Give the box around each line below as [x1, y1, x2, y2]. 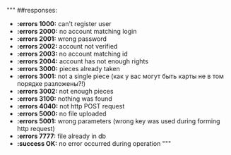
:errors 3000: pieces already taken [16, 65, 121, 73]
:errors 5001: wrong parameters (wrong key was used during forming [16, 117, 220, 125]
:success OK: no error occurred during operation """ [16, 139, 171, 147]
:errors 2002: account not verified [16, 42, 118, 50]
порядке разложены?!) [16, 80, 86, 87]
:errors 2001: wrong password [16, 35, 107, 43]
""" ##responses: [6, 6, 58, 14]
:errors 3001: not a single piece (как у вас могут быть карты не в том [16, 72, 224, 80]
